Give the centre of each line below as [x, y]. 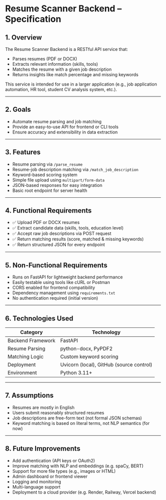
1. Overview [23, 37]
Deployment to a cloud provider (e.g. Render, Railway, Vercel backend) [84, 492]
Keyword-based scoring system [45, 175]
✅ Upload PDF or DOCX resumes [46, 223]
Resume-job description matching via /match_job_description [75, 169]
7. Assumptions [29, 395]
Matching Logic [26, 357]
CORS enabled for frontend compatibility [54, 288]
